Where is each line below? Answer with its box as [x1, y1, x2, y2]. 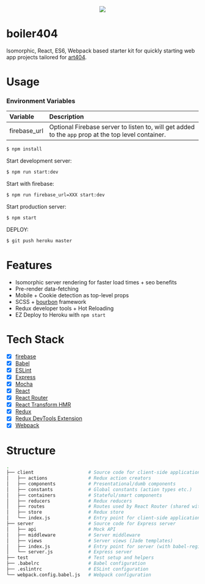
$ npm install [6, 146, 43, 152]
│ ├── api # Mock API [6, 526, 116, 532]
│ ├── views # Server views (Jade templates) [6, 538, 173, 544]
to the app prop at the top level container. [49, 130, 167, 139]
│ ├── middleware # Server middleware [6, 532, 140, 538]
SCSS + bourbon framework [15, 298, 87, 305]
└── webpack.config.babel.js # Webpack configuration [6, 572, 151, 578]
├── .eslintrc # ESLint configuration [6, 566, 149, 572]
